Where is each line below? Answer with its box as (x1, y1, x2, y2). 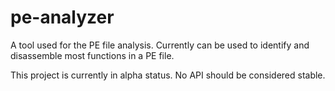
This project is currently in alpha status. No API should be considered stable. (10, 69, 326, 81)
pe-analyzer (10, 6, 115, 29)
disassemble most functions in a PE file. (10, 49, 175, 61)
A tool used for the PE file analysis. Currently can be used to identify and (10, 39, 310, 51)
